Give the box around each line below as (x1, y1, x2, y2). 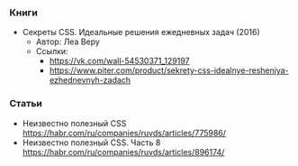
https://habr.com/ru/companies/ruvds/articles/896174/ (22, 146, 225, 157)
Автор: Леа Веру (35, 36, 101, 47)
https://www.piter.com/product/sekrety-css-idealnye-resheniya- (49, 65, 290, 76)
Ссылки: (35, 46, 69, 57)
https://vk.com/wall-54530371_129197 (49, 56, 191, 67)
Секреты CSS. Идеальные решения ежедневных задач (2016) (22, 27, 261, 38)
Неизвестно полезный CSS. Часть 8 (22, 137, 161, 148)
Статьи (9, 97, 43, 110)
